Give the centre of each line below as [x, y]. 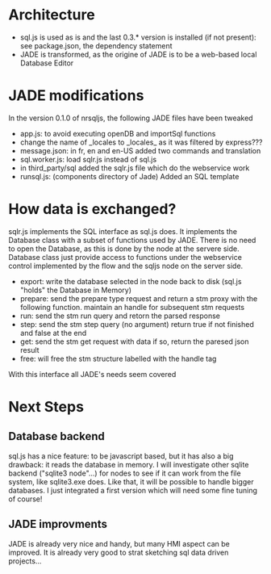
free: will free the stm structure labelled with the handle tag [118, 358]
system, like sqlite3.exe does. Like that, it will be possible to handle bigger [131, 481]
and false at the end [53, 333]
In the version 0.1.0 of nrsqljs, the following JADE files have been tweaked [131, 118]
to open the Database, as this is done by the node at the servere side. [124, 249]
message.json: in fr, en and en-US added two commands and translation [140, 150]
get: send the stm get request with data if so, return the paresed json [134, 341]
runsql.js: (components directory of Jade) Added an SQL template [129, 176]
